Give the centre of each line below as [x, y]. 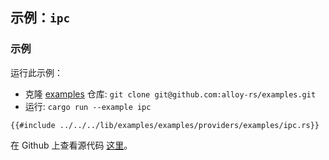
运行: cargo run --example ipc [88, 106]
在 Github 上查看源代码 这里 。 [71, 145]
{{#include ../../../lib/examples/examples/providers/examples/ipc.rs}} [165, 125]
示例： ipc [40, 18]
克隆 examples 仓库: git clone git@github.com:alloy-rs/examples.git [170, 94]
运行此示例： [36, 72]
